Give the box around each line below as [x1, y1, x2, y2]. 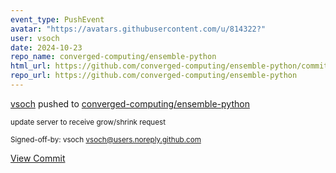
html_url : [10, 61, 52, 71]
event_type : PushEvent [10, 14, 105, 25]
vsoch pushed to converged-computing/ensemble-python [10, 97, 250, 110]
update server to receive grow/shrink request [10, 117, 166, 127]
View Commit [10, 152, 66, 164]
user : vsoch [10, 33, 60, 43]
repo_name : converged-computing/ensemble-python [10, 52, 217, 62]
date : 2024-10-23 [10, 42, 83, 53]
